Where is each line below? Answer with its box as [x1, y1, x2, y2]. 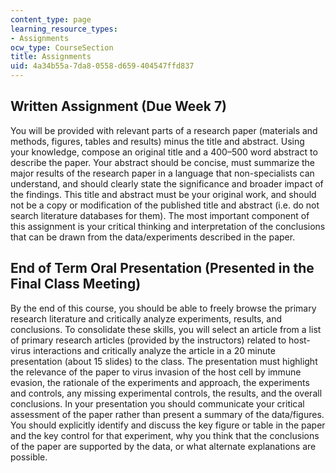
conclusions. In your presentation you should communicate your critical [10, 397, 305, 410]
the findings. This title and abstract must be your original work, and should [10, 188, 317, 200]
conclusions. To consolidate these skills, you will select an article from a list [10, 323, 322, 335]
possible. [10, 451, 48, 463]
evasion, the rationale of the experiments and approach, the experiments [10, 376, 310, 388]
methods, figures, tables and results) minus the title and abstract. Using [10, 135, 305, 147]
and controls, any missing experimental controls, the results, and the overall [10, 387, 323, 399]
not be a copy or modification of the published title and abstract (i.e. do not [10, 199, 320, 211]
